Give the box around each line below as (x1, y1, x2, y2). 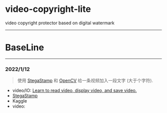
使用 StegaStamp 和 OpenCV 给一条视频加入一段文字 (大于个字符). (17, 78, 153, 84)
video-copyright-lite (5, 3, 91, 15)
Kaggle (12, 98, 27, 104)
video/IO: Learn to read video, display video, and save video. (12, 88, 137, 94)
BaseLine (5, 42, 44, 53)
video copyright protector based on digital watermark (5, 20, 115, 26)
